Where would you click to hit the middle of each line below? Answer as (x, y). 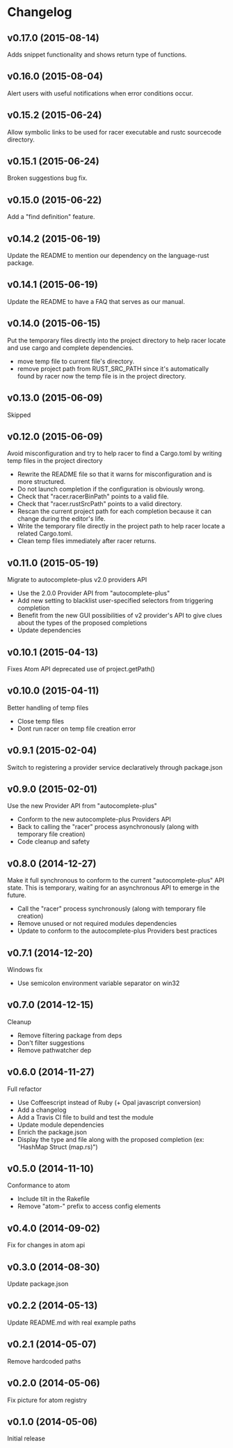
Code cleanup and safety (54, 841)
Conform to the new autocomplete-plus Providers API (94, 819)
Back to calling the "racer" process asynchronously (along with (108, 827)
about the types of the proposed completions (82, 623)
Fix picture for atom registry (47, 1400)
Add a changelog (42, 1110)
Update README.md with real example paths (72, 1323)
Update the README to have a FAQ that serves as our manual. (96, 301)
